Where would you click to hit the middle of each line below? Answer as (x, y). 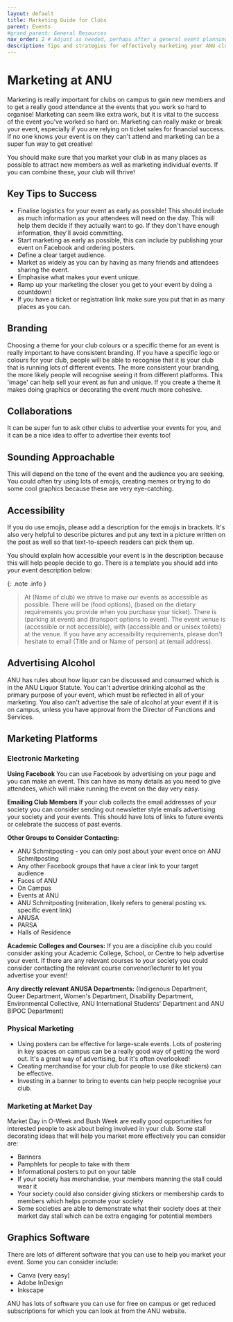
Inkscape (30, 1290)
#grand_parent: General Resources (57, 33)
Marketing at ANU (60, 80)
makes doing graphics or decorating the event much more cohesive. (105, 389)
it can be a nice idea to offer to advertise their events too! (89, 436)
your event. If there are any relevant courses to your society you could (107, 960)
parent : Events (29, 26)
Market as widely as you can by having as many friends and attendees (118, 262)
